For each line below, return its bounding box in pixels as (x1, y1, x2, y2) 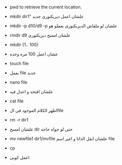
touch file (9, 61, 29, 66)
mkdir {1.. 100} (9, 42, 39, 48)
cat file (9, 98, 24, 104)
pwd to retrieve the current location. (9, 4, 82, 10)
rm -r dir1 (9, 117, 29, 123)
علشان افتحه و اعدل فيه (9, 89, 53, 94)
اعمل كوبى (9, 155, 30, 160)
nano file (9, 80, 28, 85)
